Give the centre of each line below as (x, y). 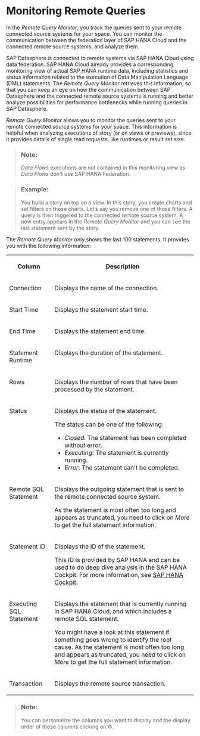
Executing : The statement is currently (117, 452)
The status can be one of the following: (109, 424)
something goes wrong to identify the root (113, 639)
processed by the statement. (95, 389)
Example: (35, 190)
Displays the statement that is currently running (121, 604)
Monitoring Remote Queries (76, 11)
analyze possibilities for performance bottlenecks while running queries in (97, 102)
